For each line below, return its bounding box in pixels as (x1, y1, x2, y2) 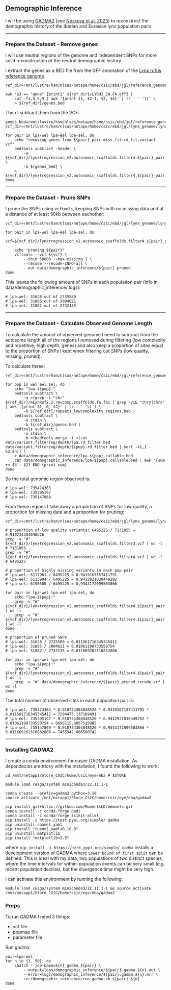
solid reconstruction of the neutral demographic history (5, 58, 121, 64)
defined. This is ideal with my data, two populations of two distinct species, (5, 855, 163, 861)
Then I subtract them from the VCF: (5, 110, 80, 116)
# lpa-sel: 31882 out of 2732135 (5, 303, 76, 308)
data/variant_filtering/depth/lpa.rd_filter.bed (5, 440, 110, 445)
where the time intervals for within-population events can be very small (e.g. (5, 861, 165, 867)
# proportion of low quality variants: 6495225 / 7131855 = (5, 528, 136, 533)
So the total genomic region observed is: (5, 476, 91, 482)
